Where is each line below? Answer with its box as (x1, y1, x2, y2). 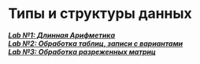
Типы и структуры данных (8, 5, 193, 23)
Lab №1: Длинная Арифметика (8, 30, 116, 40)
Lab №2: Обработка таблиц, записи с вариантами (8, 38, 183, 48)
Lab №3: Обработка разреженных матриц (8, 47, 156, 56)
